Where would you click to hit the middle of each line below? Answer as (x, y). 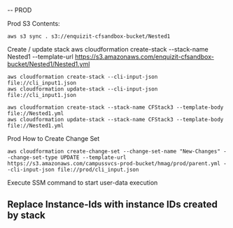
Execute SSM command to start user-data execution (83, 183)
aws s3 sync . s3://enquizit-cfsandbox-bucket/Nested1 (89, 36)
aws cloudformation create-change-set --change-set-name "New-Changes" (114, 151)
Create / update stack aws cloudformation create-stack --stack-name (108, 49)
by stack (26, 215)
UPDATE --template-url (94, 158)
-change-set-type (33, 158)
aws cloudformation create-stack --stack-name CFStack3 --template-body (115, 107)
